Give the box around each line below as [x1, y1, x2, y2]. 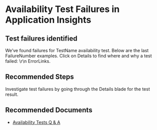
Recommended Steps [5, 73, 74, 81]
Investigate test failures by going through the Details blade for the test [5, 86, 150, 92]
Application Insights [5, 14, 92, 26]
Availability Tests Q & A [12, 119, 60, 125]
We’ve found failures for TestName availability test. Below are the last [5, 48, 149, 53]
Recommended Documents [5, 106, 93, 114]
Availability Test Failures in [5, 4, 120, 15]
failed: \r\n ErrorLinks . [5, 58, 51, 64]
